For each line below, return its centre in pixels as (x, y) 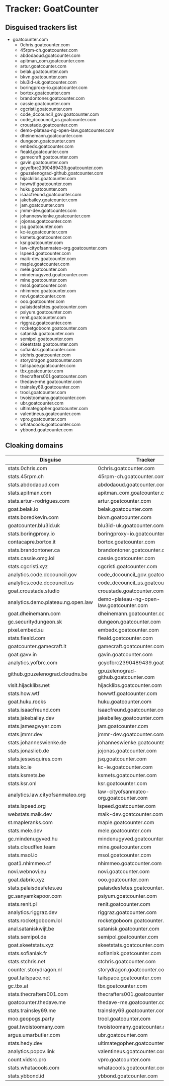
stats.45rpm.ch (26, 476)
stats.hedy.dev (25, 1043)
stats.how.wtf (24, 693)
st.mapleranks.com (30, 822)
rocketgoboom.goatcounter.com (53, 328)
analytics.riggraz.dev (33, 912)
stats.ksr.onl (22, 783)
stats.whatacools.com (34, 1067)
